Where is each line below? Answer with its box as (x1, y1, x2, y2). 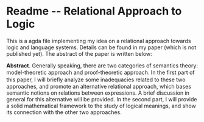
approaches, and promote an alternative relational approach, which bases (6, 83, 192, 90)
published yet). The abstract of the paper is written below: (6, 50, 152, 57)
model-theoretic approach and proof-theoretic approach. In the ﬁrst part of (6, 69, 195, 76)
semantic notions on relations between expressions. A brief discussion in (6, 89, 190, 97)
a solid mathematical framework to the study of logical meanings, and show (6, 102, 196, 109)
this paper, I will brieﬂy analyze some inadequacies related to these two (6, 76, 186, 83)
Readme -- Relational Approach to (6, 4, 182, 18)
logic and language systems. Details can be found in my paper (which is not (6, 44, 197, 51)
